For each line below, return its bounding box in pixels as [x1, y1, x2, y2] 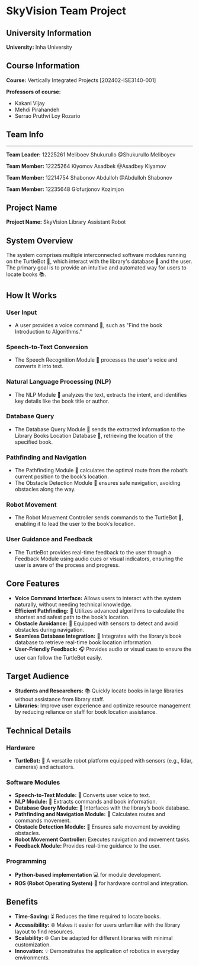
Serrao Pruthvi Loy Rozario [14, 112, 81, 120]
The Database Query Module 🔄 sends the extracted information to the [14, 425, 185, 432]
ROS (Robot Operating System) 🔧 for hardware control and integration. [14, 879, 189, 887]
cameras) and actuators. [14, 763, 75, 771]
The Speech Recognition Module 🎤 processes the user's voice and [14, 356, 178, 363]
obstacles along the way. [14, 486, 76, 493]
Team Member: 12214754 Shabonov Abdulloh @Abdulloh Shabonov [6, 174, 173, 181]
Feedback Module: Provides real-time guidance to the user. [14, 842, 161, 849]
